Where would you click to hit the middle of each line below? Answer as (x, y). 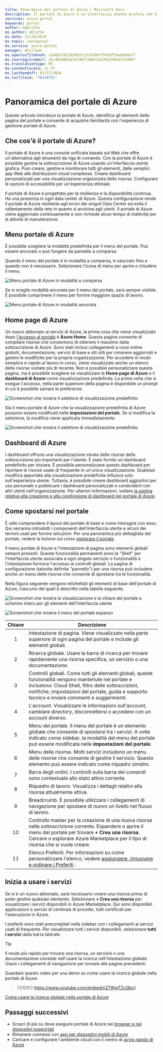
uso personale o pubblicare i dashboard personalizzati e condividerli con (78, 485)
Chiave (16, 625)
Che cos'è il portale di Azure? (50, 141)
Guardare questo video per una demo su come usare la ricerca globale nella (81, 973)
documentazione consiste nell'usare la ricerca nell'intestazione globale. (77, 958)
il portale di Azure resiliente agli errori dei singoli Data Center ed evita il (76, 203)
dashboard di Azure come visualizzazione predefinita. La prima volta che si (81, 378)
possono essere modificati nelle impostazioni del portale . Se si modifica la (80, 413)
